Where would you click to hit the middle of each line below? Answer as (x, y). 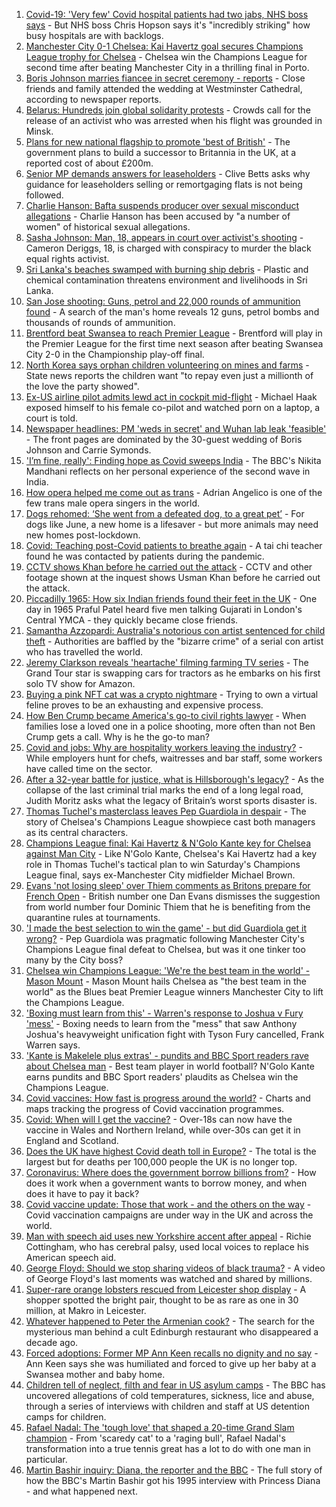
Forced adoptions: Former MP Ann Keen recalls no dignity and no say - (172, 1353)
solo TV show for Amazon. (80, 683)
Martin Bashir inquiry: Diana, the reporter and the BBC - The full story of (174, 1470)
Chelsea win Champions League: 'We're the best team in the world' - (168, 970)
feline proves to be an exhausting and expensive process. (144, 705)
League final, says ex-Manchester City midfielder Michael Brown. (160, 875)
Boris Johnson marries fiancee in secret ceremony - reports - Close (165, 78)
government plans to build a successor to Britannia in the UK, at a (161, 152)
